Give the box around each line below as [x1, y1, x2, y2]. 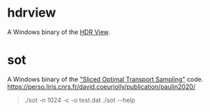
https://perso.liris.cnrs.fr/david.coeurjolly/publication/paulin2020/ [7, 82, 196, 91]
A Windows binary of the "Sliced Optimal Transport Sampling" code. [7, 75, 204, 83]
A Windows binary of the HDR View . [7, 28, 110, 36]
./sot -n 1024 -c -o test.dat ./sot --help [24, 96, 136, 104]
